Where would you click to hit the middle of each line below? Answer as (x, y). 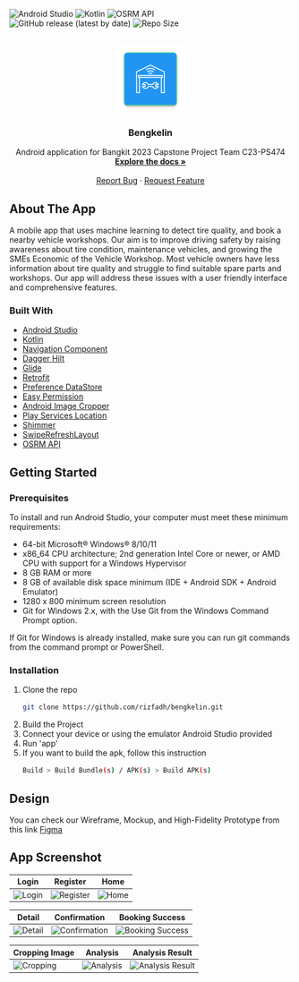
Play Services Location (64, 415)
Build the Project (52, 724)
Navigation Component (65, 349)
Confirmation (80, 917)
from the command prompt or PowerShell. (87, 647)
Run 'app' (40, 744)
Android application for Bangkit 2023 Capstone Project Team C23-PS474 (150, 152)
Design (30, 798)
